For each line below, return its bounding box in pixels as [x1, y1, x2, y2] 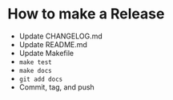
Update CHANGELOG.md [18, 31, 103, 41]
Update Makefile [18, 48, 74, 58]
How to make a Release [7, 5, 165, 23]
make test [18, 58, 53, 66]
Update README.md [18, 39, 87, 49]
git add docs [18, 75, 63, 83]
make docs [18, 66, 53, 74]
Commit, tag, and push [18, 82, 95, 92]
